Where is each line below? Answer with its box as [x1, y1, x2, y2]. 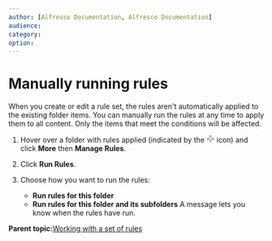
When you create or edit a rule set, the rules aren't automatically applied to [8, 101, 259, 111]
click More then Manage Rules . [19, 144, 127, 153]
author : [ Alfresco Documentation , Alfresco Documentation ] [8, 13, 213, 21]
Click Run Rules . [19, 159, 76, 170]
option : [8, 39, 35, 47]
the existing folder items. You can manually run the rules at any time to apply [8, 110, 265, 120]
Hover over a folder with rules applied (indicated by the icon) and [19, 135, 248, 145]
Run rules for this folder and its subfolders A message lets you [32, 200, 246, 209]
